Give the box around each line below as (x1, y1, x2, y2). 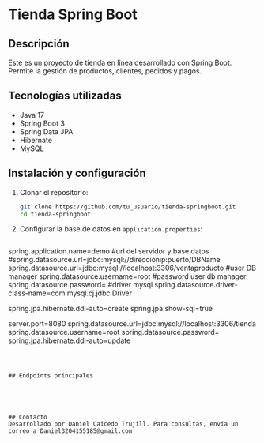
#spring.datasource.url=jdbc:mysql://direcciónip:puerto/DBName (8, 255, 221, 265)
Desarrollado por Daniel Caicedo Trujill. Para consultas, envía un (8, 420, 239, 428)
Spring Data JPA (19, 126, 74, 136)
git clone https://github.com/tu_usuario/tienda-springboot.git (19, 203, 236, 211)
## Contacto (8, 413, 47, 422)
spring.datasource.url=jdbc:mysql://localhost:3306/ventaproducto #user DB (8, 263, 257, 273)
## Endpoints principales (8, 372, 93, 380)
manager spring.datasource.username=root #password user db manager (8, 272, 247, 281)
